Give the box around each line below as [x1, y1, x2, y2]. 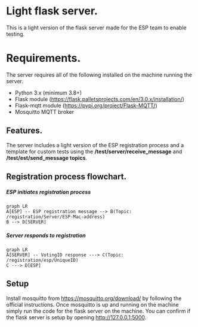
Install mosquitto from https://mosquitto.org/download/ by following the [6, 295, 182, 302]
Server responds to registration [6, 232, 86, 239]
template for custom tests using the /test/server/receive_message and [6, 148, 182, 155]
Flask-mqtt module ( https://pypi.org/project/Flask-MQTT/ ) [14, 102, 158, 109]
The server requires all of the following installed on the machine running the [6, 71, 193, 78]
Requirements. [6, 52, 81, 65]
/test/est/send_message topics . [6, 154, 88, 161]
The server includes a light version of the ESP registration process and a [6, 141, 184, 149]
